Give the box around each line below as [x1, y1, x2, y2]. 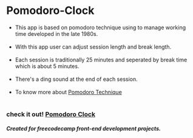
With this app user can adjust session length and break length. [15, 43, 172, 50]
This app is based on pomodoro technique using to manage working [15, 24, 186, 31]
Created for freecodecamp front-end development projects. [6, 125, 161, 133]
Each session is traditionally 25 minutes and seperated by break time [15, 56, 188, 63]
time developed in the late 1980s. [15, 30, 98, 37]
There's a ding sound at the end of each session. [15, 75, 138, 83]
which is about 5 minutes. [15, 62, 80, 70]
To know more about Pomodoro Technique [15, 88, 123, 95]
